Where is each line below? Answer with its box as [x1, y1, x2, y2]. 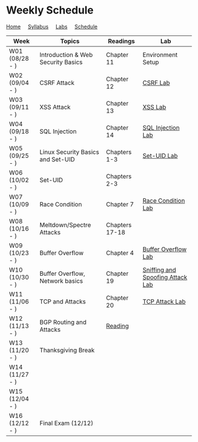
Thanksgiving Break [39, 346, 95, 354]
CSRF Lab [142, 78, 170, 87]
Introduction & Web [39, 51, 93, 59]
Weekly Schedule [6, 4, 94, 17]
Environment [142, 51, 178, 59]
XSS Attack [39, 103, 71, 111]
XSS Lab [142, 103, 166, 111]
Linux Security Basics [39, 148, 100, 156]
